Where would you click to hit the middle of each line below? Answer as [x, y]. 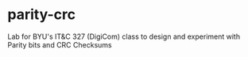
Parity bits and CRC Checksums [60, 44]
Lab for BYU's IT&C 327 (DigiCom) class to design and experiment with [124, 36]
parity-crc [42, 15]
